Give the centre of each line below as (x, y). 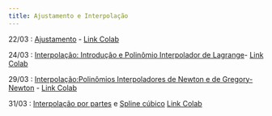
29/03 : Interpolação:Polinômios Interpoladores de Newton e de (115, 79)
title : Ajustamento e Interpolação (68, 16)
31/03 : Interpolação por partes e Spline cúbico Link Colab (105, 103)
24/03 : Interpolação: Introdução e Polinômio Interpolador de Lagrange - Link (136, 54)
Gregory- (238, 79)
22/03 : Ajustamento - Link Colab (64, 39)
